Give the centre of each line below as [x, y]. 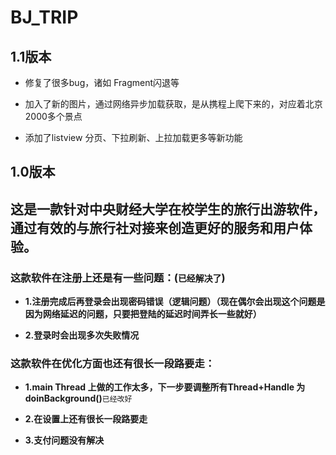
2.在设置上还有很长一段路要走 [86, 419]
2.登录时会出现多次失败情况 [82, 335]
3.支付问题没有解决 [64, 440]
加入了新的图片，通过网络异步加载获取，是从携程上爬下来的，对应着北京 [173, 104]
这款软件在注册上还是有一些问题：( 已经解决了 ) [118, 278]
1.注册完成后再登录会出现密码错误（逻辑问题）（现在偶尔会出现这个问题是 [175, 302]
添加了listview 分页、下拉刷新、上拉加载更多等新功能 [133, 137]
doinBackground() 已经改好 [78, 398]
